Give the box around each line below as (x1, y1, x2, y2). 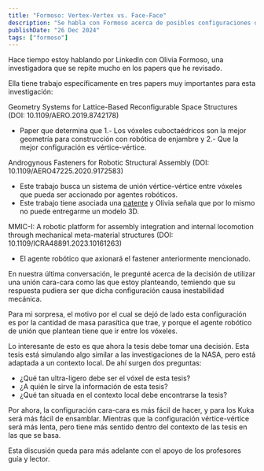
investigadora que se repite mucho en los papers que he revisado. (8, 64, 222, 73)
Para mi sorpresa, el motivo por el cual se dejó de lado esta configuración (8, 310, 247, 319)
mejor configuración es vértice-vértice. (19, 143, 147, 152)
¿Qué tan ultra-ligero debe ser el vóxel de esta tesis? (19, 373, 191, 383)
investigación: (8, 87, 53, 97)
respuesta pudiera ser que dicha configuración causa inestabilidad (8, 286, 225, 295)
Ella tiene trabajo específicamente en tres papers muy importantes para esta (8, 79, 256, 88)
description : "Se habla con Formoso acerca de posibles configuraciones (8, 19, 251, 27)
